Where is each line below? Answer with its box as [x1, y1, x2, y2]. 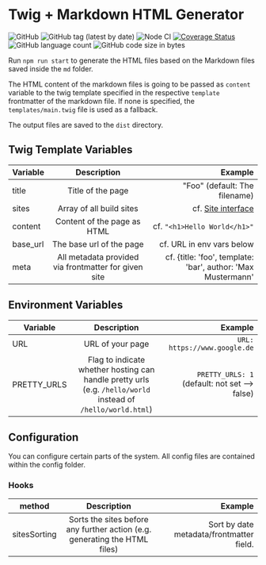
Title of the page [66, 185, 129, 196]
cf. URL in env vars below [159, 238, 254, 249]
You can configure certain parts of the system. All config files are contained [8, 452, 256, 461]
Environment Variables [8, 298, 123, 312]
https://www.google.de [169, 343, 254, 352]
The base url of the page [52, 238, 144, 249]
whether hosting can [78, 363, 155, 375]
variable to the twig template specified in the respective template [8, 87, 220, 97]
